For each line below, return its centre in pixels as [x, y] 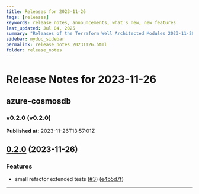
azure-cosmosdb [38, 101]
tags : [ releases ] [28, 17]
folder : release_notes [34, 50]
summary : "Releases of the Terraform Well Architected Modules [86, 34]
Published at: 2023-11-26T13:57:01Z [51, 131]
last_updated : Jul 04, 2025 [41, 28]
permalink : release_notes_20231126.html [57, 45]
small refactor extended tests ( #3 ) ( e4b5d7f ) [69, 179]
